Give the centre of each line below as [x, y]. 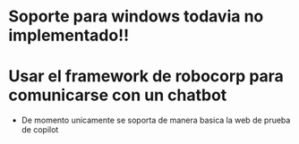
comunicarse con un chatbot [118, 95]
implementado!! [69, 35]
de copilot [40, 130]
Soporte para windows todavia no [136, 17]
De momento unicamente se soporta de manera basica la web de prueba [156, 120]
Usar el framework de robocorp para [146, 76]
